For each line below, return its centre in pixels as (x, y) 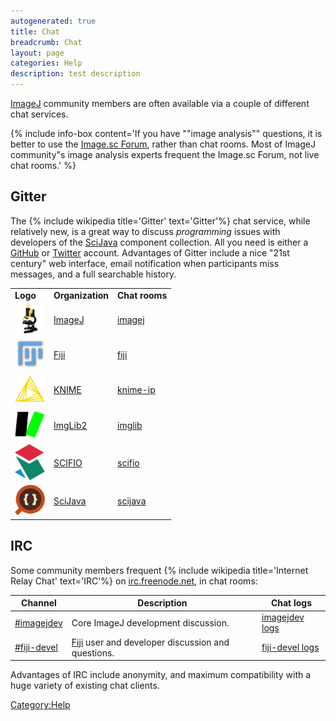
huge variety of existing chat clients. (85, 686)
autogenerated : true (53, 21)
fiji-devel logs (290, 647)
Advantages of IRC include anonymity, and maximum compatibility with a (161, 675)
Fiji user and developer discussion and (150, 642)
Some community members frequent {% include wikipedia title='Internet (159, 570)
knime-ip (136, 390)
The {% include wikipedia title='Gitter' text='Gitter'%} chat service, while (160, 221)
